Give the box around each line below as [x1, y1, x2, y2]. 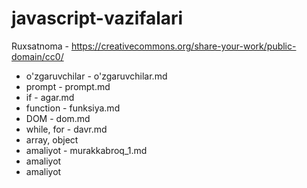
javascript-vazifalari [11, 7, 184, 30]
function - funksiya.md [25, 102, 121, 114]
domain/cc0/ [11, 50, 64, 62]
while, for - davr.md [25, 123, 108, 135]
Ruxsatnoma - [11, 40, 69, 52]
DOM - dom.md [25, 112, 91, 124]
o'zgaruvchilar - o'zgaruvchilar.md [25, 70, 168, 82]
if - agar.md [25, 91, 75, 103]
